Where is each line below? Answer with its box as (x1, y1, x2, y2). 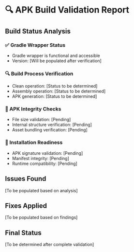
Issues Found (5, 175, 46, 183)
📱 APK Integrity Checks (5, 106, 61, 112)
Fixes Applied (5, 201, 47, 210)
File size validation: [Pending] (12, 117, 71, 123)
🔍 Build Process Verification (5, 70, 74, 77)
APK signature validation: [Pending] (12, 150, 83, 156)
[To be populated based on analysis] (5, 187, 78, 193)
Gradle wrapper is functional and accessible (12, 53, 100, 58)
